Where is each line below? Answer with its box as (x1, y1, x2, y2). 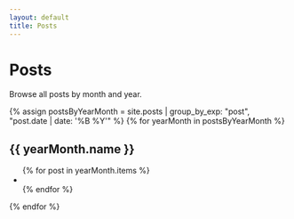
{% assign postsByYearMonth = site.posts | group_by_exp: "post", (9, 106, 250, 117)
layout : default (9, 12, 69, 22)
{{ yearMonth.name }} (9, 142, 135, 157)
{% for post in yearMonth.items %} (21, 166, 151, 176)
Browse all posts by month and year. (9, 89, 142, 100)
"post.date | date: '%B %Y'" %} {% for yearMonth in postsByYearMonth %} (9, 116, 286, 126)
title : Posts (9, 21, 58, 30)
